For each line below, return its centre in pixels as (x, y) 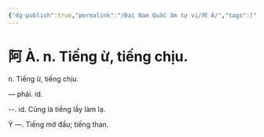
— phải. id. (26, 94)
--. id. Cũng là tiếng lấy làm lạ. (57, 109)
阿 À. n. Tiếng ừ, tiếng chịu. (98, 56)
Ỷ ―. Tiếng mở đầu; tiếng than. (59, 124)
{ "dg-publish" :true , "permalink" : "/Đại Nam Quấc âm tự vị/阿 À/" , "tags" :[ (131, 15)
